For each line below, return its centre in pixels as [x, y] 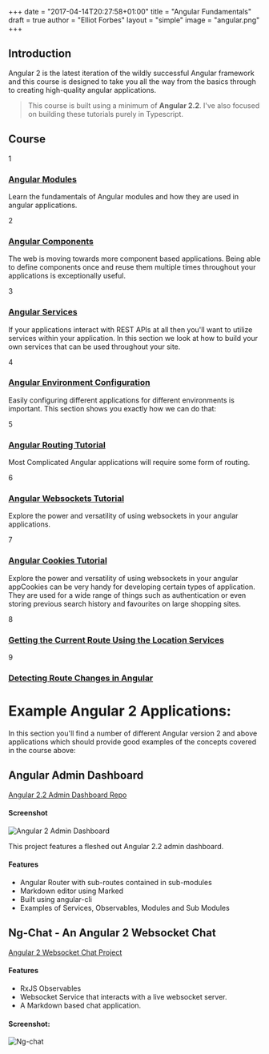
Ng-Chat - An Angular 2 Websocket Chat [112, 933]
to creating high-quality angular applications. [82, 90]
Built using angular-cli [56, 900]
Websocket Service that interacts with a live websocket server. [123, 997]
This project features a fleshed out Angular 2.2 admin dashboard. [116, 846]
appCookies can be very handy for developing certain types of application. [132, 587]
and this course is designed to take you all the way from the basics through [132, 81]
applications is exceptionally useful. [67, 276]
